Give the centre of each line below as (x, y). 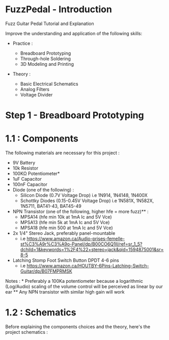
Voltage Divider (36, 94)
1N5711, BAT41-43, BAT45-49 (51, 206)
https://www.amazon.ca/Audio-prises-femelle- (76, 239)
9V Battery (24, 163)
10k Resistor (25, 168)
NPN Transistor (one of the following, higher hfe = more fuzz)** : (80, 212)
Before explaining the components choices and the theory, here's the (78, 327)
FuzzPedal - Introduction (59, 9)
